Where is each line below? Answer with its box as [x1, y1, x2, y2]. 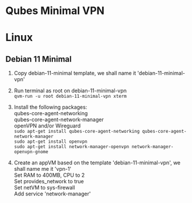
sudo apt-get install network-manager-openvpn [13, 144, 130, 150]
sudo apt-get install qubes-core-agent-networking [13, 129, 140, 135]
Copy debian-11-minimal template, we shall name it [13, 70, 137, 77]
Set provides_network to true [13, 178, 84, 185]
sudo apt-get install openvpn [13, 139, 88, 144]
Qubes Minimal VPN [5, 4, 104, 18]
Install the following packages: [13, 104, 88, 111]
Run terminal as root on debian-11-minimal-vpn [13, 87, 127, 94]
